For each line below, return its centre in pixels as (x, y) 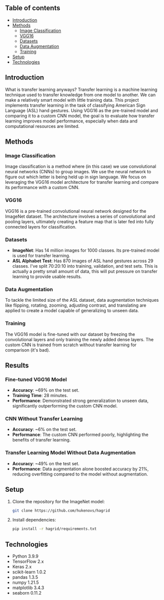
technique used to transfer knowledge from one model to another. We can (80, 95)
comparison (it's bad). (28, 350)
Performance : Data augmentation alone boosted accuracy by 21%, (81, 469)
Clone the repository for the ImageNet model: (59, 501)
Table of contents (33, 8)
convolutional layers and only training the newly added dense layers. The (80, 339)
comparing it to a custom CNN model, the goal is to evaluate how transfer (80, 116)
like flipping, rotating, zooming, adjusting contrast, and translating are (76, 305)
